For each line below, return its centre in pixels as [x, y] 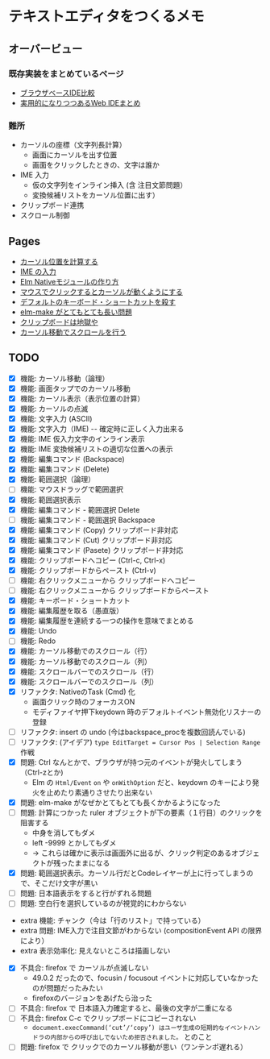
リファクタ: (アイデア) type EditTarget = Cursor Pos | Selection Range [140, 741]
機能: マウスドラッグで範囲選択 [71, 489]
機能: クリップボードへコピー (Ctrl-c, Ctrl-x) [93, 560]
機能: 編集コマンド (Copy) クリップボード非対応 [99, 529]
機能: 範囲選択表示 [50, 500]
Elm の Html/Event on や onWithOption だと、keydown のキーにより [142, 782]
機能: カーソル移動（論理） [64, 378]
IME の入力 [38, 272]
